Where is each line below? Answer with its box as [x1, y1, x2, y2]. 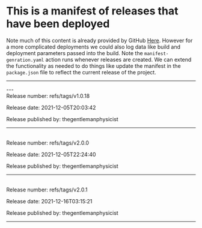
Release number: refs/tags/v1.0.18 [6, 92, 90, 100]
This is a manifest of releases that [6, 4, 179, 18]
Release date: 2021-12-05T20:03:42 [6, 104, 96, 111]
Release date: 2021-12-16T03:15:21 [6, 197, 93, 205]
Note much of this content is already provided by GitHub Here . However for [6, 37, 193, 44]
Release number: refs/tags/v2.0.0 [6, 139, 89, 146]
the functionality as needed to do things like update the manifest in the [6, 62, 182, 70]
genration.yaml [6, 57, 44, 63]
